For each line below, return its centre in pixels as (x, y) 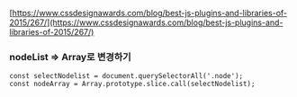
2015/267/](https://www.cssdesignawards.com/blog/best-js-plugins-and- (146, 22)
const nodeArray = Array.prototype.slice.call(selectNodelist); (132, 84)
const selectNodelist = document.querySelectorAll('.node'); (126, 76)
